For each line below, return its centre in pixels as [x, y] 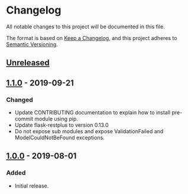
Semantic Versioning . [32, 44]
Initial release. [32, 186]
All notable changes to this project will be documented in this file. [86, 27]
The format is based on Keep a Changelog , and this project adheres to [92, 38]
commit [24, 119]
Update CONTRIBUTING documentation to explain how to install [93, 113]
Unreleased [28, 63]
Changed [20, 100]
